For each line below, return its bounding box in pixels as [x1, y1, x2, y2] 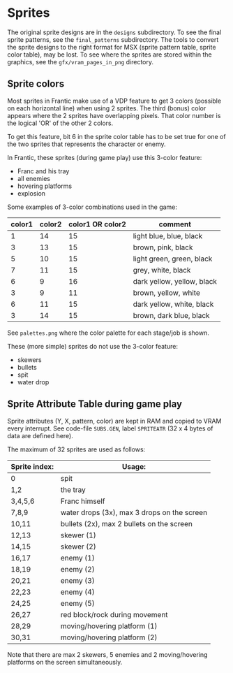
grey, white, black [133, 265, 191, 275]
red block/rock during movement [60, 609, 169, 619]
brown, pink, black [133, 243, 193, 252]
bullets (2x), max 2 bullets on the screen [60, 519, 193, 528]
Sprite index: [10, 461, 54, 471]
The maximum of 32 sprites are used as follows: [7, 445, 146, 454]
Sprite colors [7, 78, 65, 90]
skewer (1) [60, 530, 96, 540]
